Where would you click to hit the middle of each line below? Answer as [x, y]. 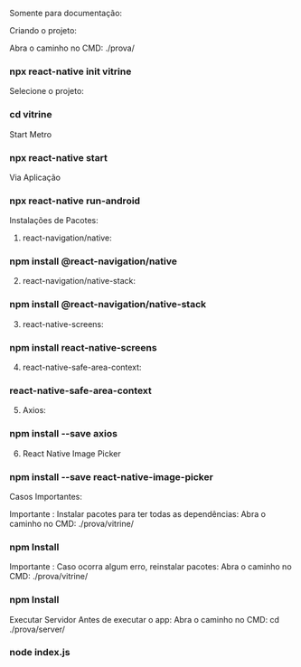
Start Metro [31, 134]
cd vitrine [31, 115]
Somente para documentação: [66, 13]
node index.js [40, 653]
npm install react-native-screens [83, 347]
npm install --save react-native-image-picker [112, 476]
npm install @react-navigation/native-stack [108, 305]
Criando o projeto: [43, 30]
